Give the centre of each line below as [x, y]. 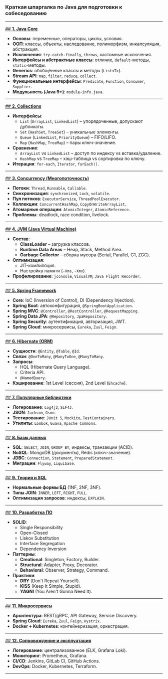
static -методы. [29, 65]
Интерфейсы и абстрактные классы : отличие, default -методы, [81, 60]
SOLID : [20, 522]
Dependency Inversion [43, 549]
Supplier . [22, 87]
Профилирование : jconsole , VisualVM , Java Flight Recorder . [76, 276]
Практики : [24, 576]
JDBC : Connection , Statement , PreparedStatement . [63, 458]
